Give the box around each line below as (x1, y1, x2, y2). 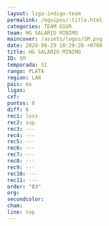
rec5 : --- (7, 138, 36, 145)
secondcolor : (7, 196, 45, 203)
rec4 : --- (7, 132, 36, 138)
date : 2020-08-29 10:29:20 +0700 (7, 42, 103, 49)
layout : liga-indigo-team (7, 10, 81, 17)
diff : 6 (7, 106, 29, 113)
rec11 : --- (7, 176, 38, 183)
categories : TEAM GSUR (7, 23, 72, 30)
